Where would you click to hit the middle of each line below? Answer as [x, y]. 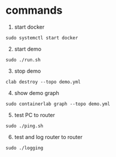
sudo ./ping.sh [25, 126]
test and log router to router [48, 137]
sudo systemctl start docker [42, 38]
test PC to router [34, 115]
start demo [28, 49]
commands [34, 10]
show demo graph [36, 93]
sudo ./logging [25, 148]
